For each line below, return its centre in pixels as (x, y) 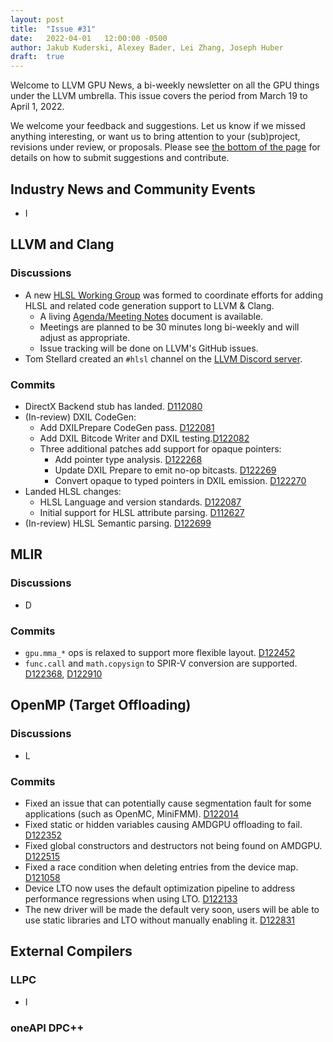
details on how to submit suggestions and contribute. (120, 158)
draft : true (37, 57)
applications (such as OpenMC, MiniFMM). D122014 (132, 813)
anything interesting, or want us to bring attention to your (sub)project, (155, 137)
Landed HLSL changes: (73, 491)
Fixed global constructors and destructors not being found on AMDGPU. (173, 845)
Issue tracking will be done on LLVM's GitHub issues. (149, 348)
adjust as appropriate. (85, 337)
